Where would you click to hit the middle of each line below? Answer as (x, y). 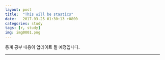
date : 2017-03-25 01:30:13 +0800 (41, 19)
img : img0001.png (23, 32)
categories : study (24, 23)
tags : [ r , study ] (23, 28)
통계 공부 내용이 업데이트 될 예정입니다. (42, 47)
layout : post (18, 10)
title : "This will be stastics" (39, 14)
